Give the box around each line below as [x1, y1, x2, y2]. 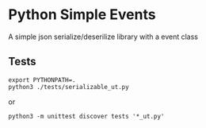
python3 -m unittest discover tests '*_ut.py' [8, 112, 165, 120]
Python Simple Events [8, 6, 156, 24]
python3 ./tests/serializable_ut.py [8, 83, 129, 91]
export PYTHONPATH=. [8, 76, 77, 84]
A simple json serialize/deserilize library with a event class [8, 32, 198, 41]
